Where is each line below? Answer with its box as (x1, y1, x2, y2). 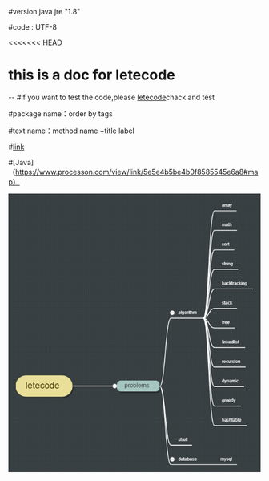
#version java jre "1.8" (8, 7, 81, 16)
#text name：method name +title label (8, 126, 134, 135)
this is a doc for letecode (8, 66, 176, 84)
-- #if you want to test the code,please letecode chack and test (8, 92, 215, 102)
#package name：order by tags (8, 108, 114, 119)
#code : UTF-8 (8, 22, 58, 31)
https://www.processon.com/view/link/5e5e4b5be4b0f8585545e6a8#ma (15, 167, 259, 176)
